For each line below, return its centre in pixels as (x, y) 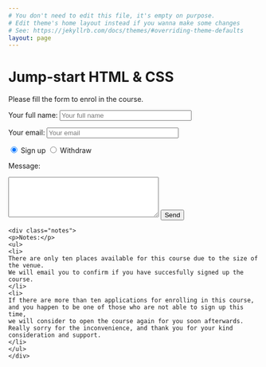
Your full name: (33, 115)
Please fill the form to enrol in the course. (76, 100)
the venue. (26, 266)
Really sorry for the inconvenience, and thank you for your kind (121, 328)
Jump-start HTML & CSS (91, 77)
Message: (25, 166)
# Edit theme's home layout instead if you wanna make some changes (124, 23)
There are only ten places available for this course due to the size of (133, 259)
